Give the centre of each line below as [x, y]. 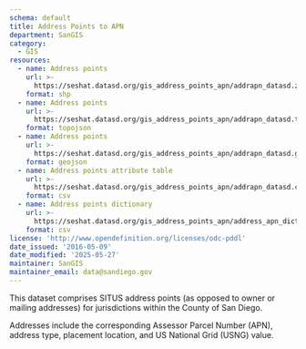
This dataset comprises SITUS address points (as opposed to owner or [143, 298]
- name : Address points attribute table [95, 170]
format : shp [48, 94]
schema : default [40, 18]
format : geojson [57, 162]
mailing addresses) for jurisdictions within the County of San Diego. [136, 307]
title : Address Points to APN [67, 26]
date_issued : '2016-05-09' [61, 247]
